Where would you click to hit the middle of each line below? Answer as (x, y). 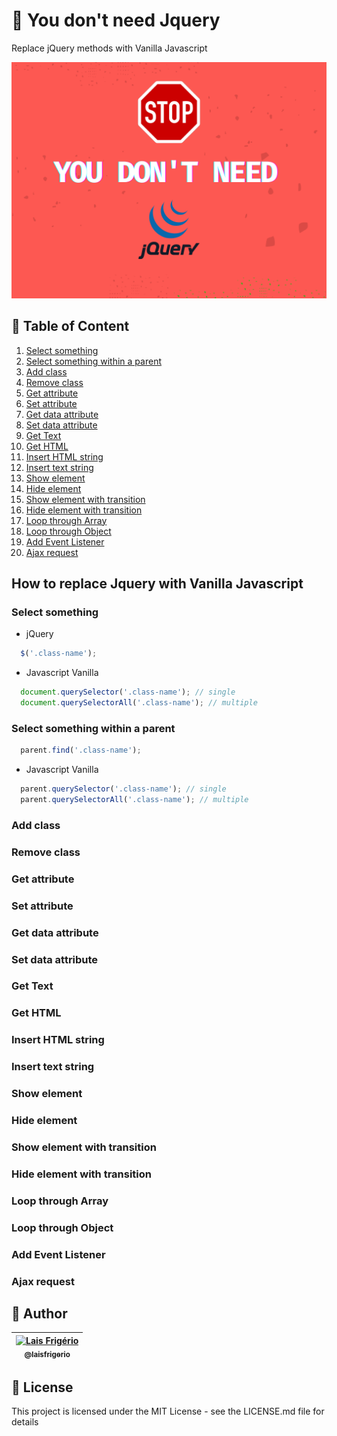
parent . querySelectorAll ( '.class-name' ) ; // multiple (134, 800)
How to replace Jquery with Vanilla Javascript (157, 584)
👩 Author (39, 1313)
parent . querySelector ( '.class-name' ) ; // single (123, 789)
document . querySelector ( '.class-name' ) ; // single (128, 692)
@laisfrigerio (47, 1354)
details (25, 1422)
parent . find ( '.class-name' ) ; (81, 750)
